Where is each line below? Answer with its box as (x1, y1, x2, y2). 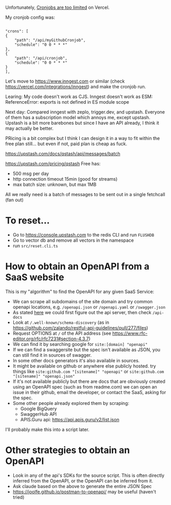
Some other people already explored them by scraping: (12, 400, 130, 406)
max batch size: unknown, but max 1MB (12, 182, 97, 187)
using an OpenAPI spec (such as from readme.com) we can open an (12, 383, 157, 390)
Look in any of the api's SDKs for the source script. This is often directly (12, 472, 165, 478)
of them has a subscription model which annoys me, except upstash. (5, 114, 151, 120)
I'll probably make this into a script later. (5, 426, 90, 433)
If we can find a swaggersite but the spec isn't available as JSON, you (12, 346, 160, 353)
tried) (12, 494, 25, 500)
